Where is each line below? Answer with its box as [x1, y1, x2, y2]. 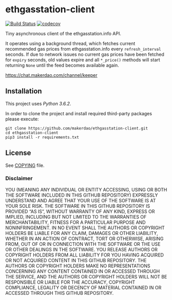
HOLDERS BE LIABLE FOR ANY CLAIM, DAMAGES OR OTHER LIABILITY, [5, 230, 158, 236]
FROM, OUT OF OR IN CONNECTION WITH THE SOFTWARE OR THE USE [5, 241, 161, 247]
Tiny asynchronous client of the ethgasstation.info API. [5, 30, 122, 36]
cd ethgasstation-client [5, 130, 59, 135]
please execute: [5, 116, 39, 122]
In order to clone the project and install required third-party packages [5, 110, 152, 116]
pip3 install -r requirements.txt [5, 135, 80, 140]
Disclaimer [5, 175, 33, 182]
